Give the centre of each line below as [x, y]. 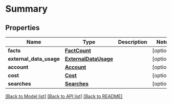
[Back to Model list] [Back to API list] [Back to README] [64, 96]
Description [133, 42]
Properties [23, 28]
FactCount [78, 50]
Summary [26, 9]
